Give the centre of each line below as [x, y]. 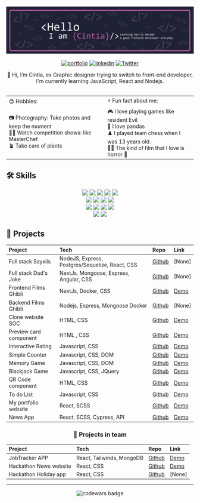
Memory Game [27, 363]
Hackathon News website [40, 466]
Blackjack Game [29, 372]
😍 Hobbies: [23, 102]
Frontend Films [27, 288]
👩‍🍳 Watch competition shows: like [50, 133]
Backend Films [26, 302]
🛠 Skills [21, 175]
